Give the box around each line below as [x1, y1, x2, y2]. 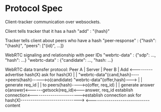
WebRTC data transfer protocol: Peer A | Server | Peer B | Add [5, 66, 129, 72]
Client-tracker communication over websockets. [5, 19, 101, 25]
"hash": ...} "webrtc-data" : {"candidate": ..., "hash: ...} [5, 57, 114, 63]
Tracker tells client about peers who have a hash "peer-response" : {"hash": [5, 37, 156, 43]
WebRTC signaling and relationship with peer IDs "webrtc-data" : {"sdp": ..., [5, 52, 156, 58]
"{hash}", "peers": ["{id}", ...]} [5, 42, 64, 48]
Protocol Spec [5, 3, 63, 14]
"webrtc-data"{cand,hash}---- [78, 71, 139, 77]
